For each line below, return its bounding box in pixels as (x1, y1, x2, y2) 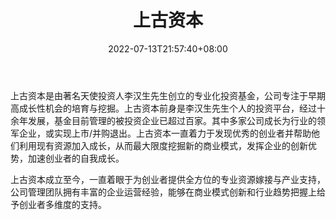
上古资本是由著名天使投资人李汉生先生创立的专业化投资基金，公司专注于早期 (10, 89, 326, 101)
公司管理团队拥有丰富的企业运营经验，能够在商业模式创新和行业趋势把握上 (10, 186, 317, 198)
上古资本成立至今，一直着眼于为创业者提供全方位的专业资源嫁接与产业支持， (10, 173, 326, 185)
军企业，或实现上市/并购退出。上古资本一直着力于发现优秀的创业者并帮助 (10, 127, 312, 139)
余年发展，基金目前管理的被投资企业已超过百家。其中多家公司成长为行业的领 (10, 114, 326, 126)
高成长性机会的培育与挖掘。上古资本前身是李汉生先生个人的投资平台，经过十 (10, 102, 326, 114)
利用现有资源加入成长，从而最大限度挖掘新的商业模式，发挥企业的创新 (18, 139, 308, 151)
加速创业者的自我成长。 (27, 152, 125, 164)
